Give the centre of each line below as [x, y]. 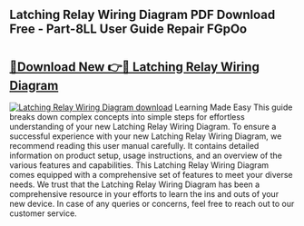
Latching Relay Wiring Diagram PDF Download [142, 15]
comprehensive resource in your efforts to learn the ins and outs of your [144, 194]
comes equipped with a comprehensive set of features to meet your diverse [151, 175]
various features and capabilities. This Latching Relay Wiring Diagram [139, 165]
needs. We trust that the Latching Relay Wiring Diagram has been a [135, 184]
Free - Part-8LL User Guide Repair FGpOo [128, 29]
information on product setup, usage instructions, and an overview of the [146, 155]
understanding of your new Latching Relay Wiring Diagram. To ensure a [143, 127]
